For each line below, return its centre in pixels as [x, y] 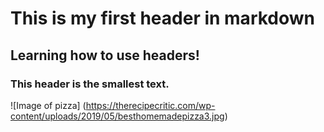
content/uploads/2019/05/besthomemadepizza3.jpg [117, 116]
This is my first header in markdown [163, 18]
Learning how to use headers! [105, 55]
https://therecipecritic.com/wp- [150, 105]
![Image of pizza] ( [48, 105]
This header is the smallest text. [90, 84]
